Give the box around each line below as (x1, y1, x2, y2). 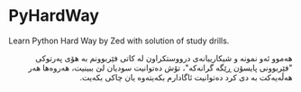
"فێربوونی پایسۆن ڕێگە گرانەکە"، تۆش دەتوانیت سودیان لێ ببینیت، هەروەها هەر (28, 62, 293, 73)
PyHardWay (8, 5, 100, 26)
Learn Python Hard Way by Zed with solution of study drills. (8, 35, 230, 46)
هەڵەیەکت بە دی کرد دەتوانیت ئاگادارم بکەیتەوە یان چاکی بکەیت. (79, 71, 293, 82)
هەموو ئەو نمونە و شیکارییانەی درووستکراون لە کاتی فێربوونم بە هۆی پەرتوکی (34, 52, 293, 63)
